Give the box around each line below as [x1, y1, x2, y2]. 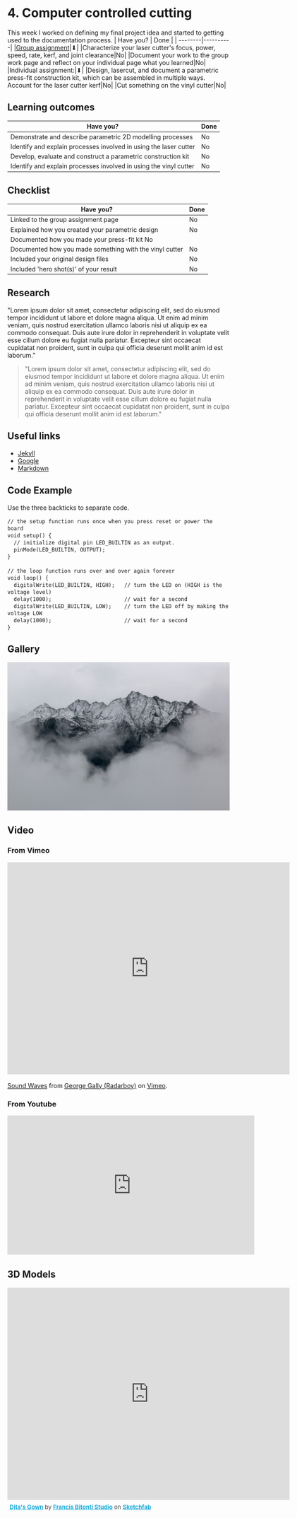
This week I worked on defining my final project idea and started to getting [7, 28, 224, 37]
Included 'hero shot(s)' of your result [10, 264, 118, 273]
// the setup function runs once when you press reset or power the [7, 518, 213, 525]
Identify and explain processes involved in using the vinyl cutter [10, 162, 195, 170]
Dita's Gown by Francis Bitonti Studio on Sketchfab [9, 1502, 152, 1511]
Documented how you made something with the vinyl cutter [10, 245, 183, 254]
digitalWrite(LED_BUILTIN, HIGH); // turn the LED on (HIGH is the [13, 581, 222, 588]
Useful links [7, 430, 61, 443]
